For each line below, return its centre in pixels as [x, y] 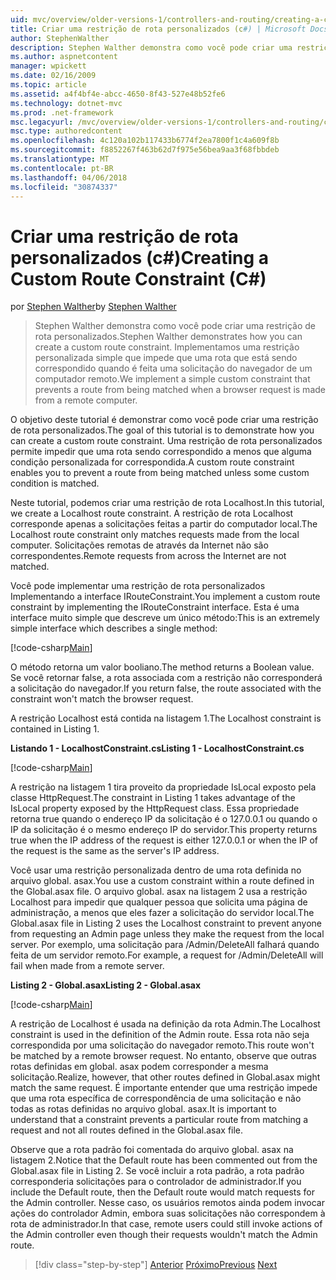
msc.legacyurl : [42, 122]
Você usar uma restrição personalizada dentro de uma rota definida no [156, 870]
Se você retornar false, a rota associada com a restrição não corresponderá [166, 678]
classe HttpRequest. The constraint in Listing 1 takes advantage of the [153, 798]
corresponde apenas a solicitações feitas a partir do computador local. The [164, 524]
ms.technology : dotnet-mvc [66, 103]
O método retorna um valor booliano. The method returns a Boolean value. [162, 667]
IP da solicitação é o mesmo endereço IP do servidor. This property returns [164, 830]
